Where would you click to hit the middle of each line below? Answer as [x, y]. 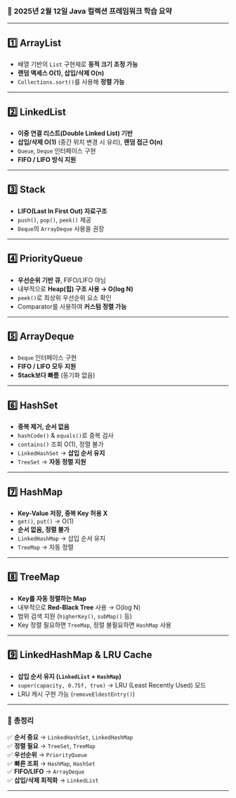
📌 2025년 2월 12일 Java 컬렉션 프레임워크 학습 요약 [90, 11]
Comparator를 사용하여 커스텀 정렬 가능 [72, 306]
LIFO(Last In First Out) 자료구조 [62, 211]
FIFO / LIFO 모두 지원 [47, 367]
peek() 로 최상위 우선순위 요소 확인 [65, 298]
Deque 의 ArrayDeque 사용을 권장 [61, 228]
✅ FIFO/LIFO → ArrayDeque [46, 771]
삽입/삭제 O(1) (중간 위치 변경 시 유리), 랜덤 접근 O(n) [90, 141]
